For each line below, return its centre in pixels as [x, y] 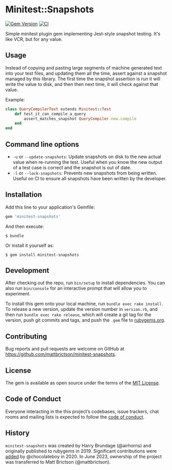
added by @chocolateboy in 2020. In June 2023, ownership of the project [83, 456]
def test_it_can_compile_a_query [50, 114]
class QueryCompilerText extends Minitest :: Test [58, 109]
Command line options [42, 144]
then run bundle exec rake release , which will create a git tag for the [78, 315]
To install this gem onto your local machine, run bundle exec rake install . [84, 304]
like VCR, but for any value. [34, 39]
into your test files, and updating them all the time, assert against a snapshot [86, 73]
